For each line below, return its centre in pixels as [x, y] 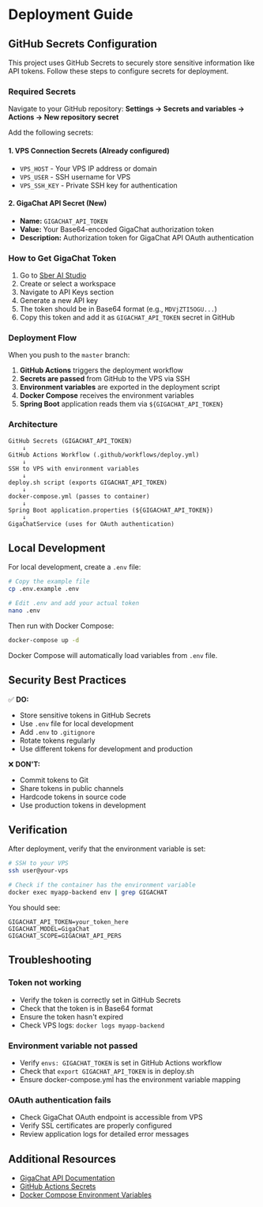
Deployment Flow [43, 338]
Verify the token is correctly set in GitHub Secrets [100, 1000]
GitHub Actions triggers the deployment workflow [101, 370]
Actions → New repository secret [64, 117]
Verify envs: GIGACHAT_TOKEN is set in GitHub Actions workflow [121, 1062]
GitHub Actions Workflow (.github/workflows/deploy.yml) [104, 455]
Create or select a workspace [68, 284]
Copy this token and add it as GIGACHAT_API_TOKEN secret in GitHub [127, 317]
